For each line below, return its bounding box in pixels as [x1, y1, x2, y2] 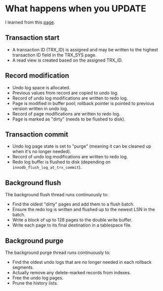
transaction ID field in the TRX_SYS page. [12, 52, 97, 58]
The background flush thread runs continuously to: [5, 192, 109, 198]
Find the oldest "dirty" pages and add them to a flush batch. [12, 201, 135, 207]
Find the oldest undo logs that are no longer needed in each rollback [12, 259, 152, 265]
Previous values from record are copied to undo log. [12, 90, 119, 96]
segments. [12, 264, 34, 270]
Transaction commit [5, 130, 68, 139]
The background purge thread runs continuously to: [5, 250, 111, 255]
